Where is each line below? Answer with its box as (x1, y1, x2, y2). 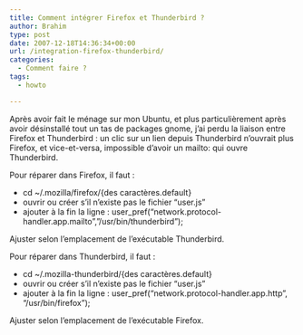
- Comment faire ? (17, 64, 88, 73)
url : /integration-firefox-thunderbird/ (9, 47, 165, 56)
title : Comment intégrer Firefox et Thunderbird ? (9, 13, 205, 23)
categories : (9, 55, 54, 64)
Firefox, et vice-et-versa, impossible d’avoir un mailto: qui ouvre (9, 142, 248, 153)
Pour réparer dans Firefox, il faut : (9, 169, 135, 180)
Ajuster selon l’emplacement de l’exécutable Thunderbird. (9, 233, 225, 244)
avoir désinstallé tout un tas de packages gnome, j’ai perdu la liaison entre (9, 123, 286, 134)
